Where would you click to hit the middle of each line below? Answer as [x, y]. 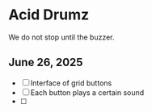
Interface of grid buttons [71, 83]
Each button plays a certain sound [87, 92]
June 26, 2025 [46, 62]
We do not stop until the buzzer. [61, 37]
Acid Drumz [49, 15]
